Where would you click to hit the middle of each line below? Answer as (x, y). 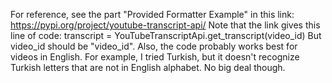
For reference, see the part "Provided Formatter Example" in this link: (152, 14)
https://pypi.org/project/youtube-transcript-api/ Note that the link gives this (165, 25)
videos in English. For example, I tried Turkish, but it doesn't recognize (155, 57)
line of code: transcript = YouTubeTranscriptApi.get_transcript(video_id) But (166, 35)
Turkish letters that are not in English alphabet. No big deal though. (148, 67)
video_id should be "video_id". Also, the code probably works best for (154, 46)
